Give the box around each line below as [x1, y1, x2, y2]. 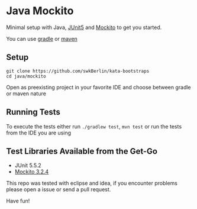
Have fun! [6, 197, 30, 205]
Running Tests [6, 107, 60, 117]
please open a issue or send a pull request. [6, 186, 111, 193]
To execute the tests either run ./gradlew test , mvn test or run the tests [6, 123, 182, 130]
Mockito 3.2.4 [14, 168, 49, 175]
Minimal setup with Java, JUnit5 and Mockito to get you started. [6, 24, 162, 31]
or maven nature [6, 90, 46, 97]
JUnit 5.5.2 [14, 162, 41, 169]
